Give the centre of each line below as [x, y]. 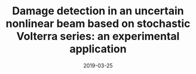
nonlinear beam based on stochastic [98, 24]
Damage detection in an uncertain [98, 11]
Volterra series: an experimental [98, 36]
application [98, 49]
